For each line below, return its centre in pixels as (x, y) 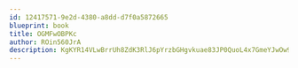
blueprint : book (39, 26)
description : (33, 50)
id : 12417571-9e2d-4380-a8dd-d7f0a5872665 (89, 17)
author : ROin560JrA (45, 42)
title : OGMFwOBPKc (43, 34)
